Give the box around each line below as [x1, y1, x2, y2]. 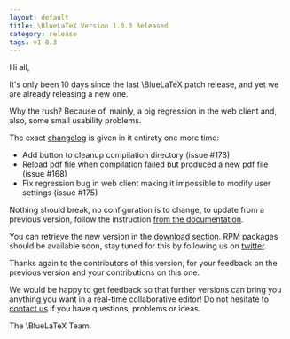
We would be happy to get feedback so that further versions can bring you [9, 285, 282, 296]
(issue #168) [21, 169, 68, 179]
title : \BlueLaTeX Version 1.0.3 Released [9, 21, 169, 30]
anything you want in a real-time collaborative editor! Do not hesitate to [9, 294, 269, 304]
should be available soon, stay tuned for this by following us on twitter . [9, 240, 267, 251]
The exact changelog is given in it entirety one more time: [9, 132, 220, 143]
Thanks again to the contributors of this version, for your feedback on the [9, 258, 278, 269]
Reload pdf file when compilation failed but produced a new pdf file [21, 159, 269, 169]
